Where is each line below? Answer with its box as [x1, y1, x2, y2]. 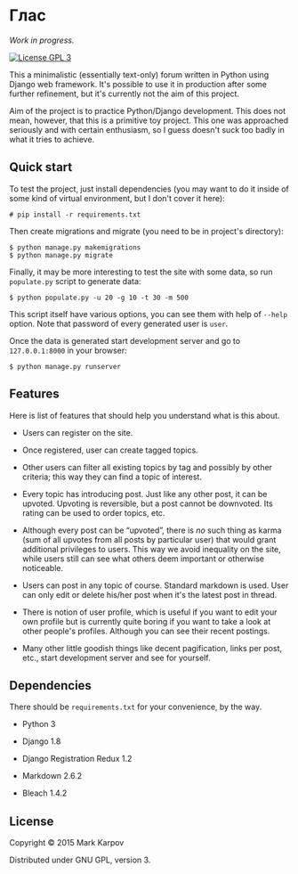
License [9, 813, 54, 829]
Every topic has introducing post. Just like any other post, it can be [21, 488, 268, 499]
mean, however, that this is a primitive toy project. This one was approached [9, 115, 289, 126]
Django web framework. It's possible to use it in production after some [9, 78, 267, 89]
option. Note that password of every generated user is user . [9, 318, 229, 329]
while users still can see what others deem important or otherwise [21, 553, 265, 564]
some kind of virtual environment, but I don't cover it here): [9, 192, 225, 203]
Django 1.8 [21, 736, 61, 747]
